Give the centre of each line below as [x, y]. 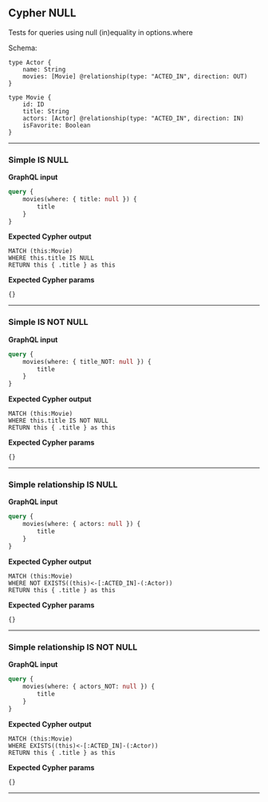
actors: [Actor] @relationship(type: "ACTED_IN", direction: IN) [134, 118]
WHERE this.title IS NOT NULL [59, 421]
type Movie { [30, 97]
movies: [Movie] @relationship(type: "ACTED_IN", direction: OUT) [135, 76]
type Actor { [30, 62]
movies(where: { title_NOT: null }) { [87, 361]
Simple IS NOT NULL [48, 322]
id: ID [33, 104]
